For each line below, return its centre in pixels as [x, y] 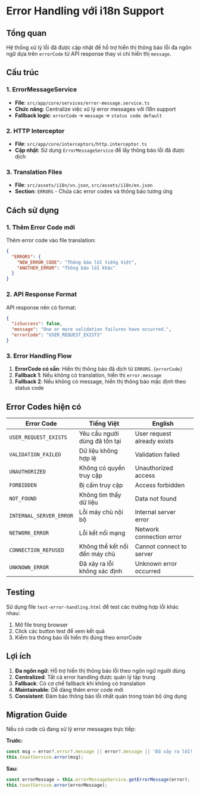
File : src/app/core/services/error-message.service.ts [82, 102]
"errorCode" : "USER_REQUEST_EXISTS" [57, 335]
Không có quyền [102, 468]
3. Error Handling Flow [39, 356]
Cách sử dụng [33, 210]
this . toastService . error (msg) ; [45, 758]
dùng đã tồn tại [100, 441]
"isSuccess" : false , [37, 324]
